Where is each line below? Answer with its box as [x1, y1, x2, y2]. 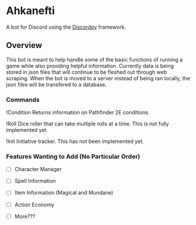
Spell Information [14, 178, 56, 185]
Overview [6, 40, 43, 50]
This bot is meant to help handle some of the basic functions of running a [6, 56, 183, 63]
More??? [14, 213, 36, 220]
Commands [6, 96, 40, 104]
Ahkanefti [6, 4, 55, 18]
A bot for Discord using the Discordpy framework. [6, 23, 126, 30]
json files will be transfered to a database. [6, 81, 107, 88]
